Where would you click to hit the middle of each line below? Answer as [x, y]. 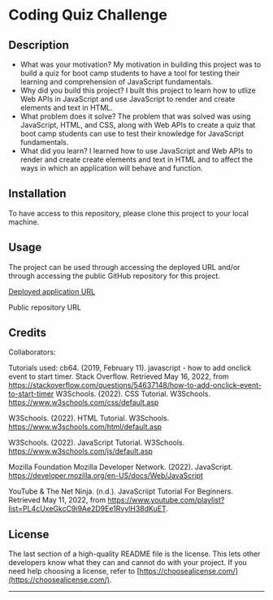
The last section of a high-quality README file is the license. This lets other [134, 554]
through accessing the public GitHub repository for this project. [115, 276]
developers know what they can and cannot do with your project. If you [128, 563]
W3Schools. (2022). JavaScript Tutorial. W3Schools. [97, 443]
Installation [37, 194]
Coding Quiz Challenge [88, 15]
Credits [28, 333]
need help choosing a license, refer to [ [74, 572]
